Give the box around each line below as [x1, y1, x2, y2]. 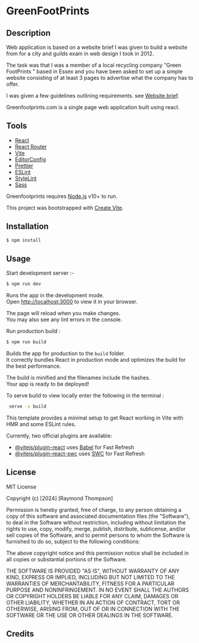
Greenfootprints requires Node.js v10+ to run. [6, 192, 118, 200]
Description [6, 28, 51, 38]
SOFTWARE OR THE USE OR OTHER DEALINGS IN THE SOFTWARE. [6, 611, 173, 619]
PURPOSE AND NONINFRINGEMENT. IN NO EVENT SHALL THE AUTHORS [6, 586, 189, 594]
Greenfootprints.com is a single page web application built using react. [6, 104, 180, 111]
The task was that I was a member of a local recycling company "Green [6, 61, 182, 69]
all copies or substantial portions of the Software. [6, 555, 127, 563]
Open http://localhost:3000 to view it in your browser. [6, 298, 138, 305]
